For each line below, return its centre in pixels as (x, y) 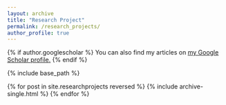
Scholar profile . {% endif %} (47, 60)
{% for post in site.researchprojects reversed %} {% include (93, 86)
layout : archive (30, 13)
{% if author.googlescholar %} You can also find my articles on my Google (113, 52)
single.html (23, 94)
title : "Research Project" (46, 20)
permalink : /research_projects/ (54, 26)
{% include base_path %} (44, 73)
